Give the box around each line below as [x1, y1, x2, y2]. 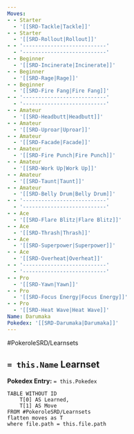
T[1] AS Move [19, 403, 57, 410]
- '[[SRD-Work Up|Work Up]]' [13, 164, 97, 172]
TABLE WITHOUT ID [7, 390, 57, 397]
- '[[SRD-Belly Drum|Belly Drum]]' [13, 191, 116, 198]
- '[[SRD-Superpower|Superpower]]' [13, 242, 116, 250]
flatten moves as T [7, 415, 64, 422]
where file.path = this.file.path [7, 421, 107, 428]
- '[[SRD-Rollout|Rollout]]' [13, 36, 97, 43]
